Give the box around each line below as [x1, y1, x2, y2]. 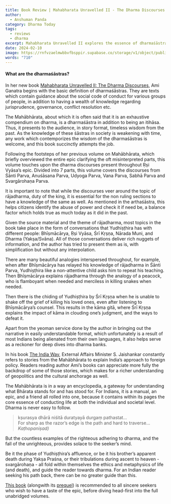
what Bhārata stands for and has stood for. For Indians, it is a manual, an [5, 388, 157, 394]
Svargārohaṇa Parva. [5, 178, 49, 184]
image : [5, 50, 19, 55]
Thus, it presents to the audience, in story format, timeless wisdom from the [5, 125, 164, 131]
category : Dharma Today [5, 21, 56, 27]
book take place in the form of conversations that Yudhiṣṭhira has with [5, 225, 153, 231]
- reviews [10, 31, 31, 36]
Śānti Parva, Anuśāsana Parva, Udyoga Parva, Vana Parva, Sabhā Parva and [5, 172, 165, 179]
